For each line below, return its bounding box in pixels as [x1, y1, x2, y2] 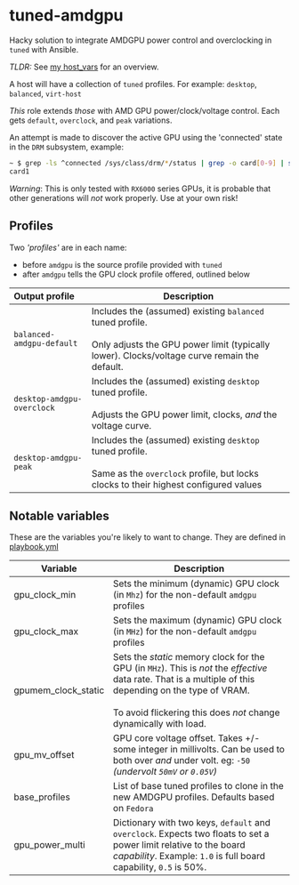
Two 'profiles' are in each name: [9, 242, 127, 253]
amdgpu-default [13, 338, 78, 348]
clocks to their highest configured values [91, 478, 263, 490]
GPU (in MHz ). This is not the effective [112, 662, 268, 674]
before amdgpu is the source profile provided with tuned [21, 259, 222, 270]
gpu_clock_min [13, 589, 77, 601]
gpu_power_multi [13, 839, 86, 851]
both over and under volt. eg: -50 [112, 754, 251, 767]
